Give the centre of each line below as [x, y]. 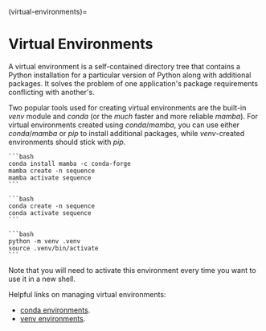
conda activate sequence [50, 213]
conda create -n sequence [51, 206]
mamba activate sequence [50, 178]
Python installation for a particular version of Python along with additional [130, 75]
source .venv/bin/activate [53, 248]
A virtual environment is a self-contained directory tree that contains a [125, 66]
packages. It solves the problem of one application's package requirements [133, 83]
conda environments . [55, 310]
